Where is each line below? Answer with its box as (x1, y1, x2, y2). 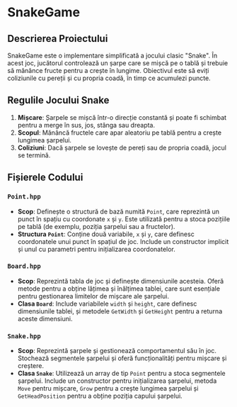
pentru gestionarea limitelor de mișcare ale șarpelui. (17, 291, 170, 300)
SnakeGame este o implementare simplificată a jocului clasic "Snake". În (7, 51, 218, 60)
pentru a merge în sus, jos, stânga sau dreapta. (17, 121, 156, 129)
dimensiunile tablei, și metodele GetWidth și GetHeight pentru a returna (17, 306, 223, 316)
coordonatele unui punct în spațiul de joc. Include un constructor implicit (17, 237, 229, 245)
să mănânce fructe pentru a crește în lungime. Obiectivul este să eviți (7, 67, 209, 74)
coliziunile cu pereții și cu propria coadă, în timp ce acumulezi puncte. (7, 74, 211, 82)
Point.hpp (7, 193, 41, 201)
